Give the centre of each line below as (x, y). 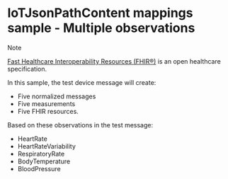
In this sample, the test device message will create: (82, 82)
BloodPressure (39, 168)
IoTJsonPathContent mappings (100, 13)
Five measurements (46, 103)
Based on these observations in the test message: (80, 125)
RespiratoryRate (41, 154)
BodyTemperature (44, 161)
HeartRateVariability (47, 146)
